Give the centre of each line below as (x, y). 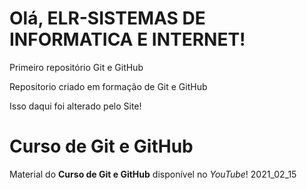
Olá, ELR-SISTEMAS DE (107, 18)
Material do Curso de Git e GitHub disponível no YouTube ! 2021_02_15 (153, 174)
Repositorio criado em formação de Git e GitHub (108, 86)
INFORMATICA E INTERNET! (127, 39)
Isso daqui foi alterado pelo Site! (75, 106)
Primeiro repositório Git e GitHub (76, 67)
